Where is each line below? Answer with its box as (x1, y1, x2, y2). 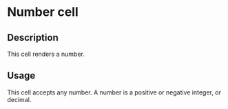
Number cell (7, 4, 79, 20)
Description (7, 32, 59, 43)
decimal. (7, 95, 32, 103)
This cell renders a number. (7, 50, 85, 58)
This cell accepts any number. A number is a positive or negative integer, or (7, 88, 222, 97)
